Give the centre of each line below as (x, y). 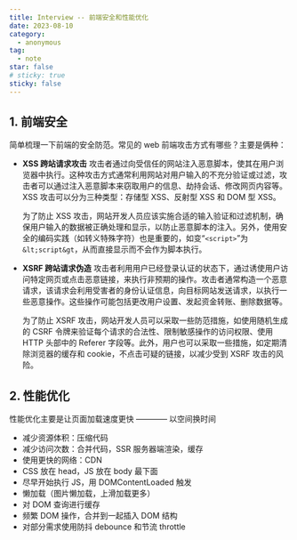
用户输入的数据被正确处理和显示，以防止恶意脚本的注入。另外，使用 (155, 227)
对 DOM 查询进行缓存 (61, 504)
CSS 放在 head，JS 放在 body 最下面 (90, 471)
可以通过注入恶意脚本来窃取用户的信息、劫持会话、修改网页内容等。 (162, 186)
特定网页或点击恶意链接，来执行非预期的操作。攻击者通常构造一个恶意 (158, 279)
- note (29, 59)
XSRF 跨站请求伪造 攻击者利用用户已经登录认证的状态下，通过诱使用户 (151, 269)
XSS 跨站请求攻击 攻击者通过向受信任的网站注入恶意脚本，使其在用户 (149, 164)
